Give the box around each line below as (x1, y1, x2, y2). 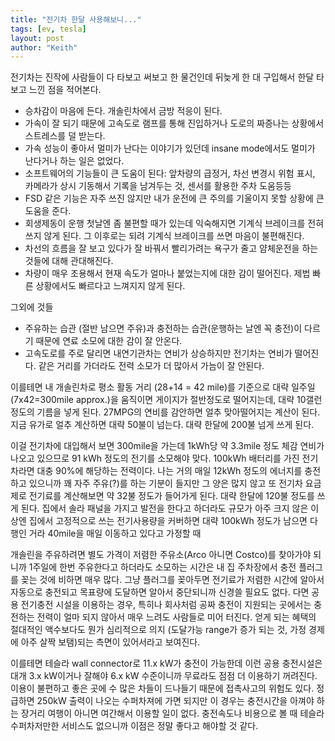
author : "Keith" (10, 42, 78, 53)
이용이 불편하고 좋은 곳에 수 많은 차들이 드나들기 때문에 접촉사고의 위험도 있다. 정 (10, 682, 325, 695)
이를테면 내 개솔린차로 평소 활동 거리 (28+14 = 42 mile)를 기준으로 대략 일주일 (10, 381, 316, 393)
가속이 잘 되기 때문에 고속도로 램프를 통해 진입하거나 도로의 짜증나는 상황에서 (24, 117, 325, 130)
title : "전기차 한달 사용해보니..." (10, 14, 142, 25)
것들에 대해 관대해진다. (24, 255, 114, 267)
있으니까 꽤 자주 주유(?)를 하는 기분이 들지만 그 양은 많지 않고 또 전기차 (28, 477, 303, 490)
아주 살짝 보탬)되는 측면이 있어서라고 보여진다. (20, 636, 201, 648)
